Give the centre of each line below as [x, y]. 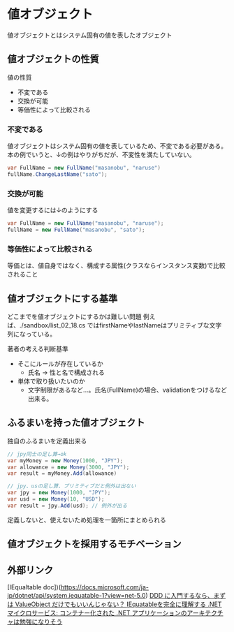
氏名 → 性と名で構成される [66, 372]
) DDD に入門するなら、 [180, 595]
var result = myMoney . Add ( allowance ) [62, 473]
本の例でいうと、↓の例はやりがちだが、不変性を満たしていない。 [101, 155]
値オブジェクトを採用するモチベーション [94, 544]
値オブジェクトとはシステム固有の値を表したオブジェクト [90, 35]
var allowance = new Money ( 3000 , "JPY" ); [68, 467]
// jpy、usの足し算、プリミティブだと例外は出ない [72, 486]
